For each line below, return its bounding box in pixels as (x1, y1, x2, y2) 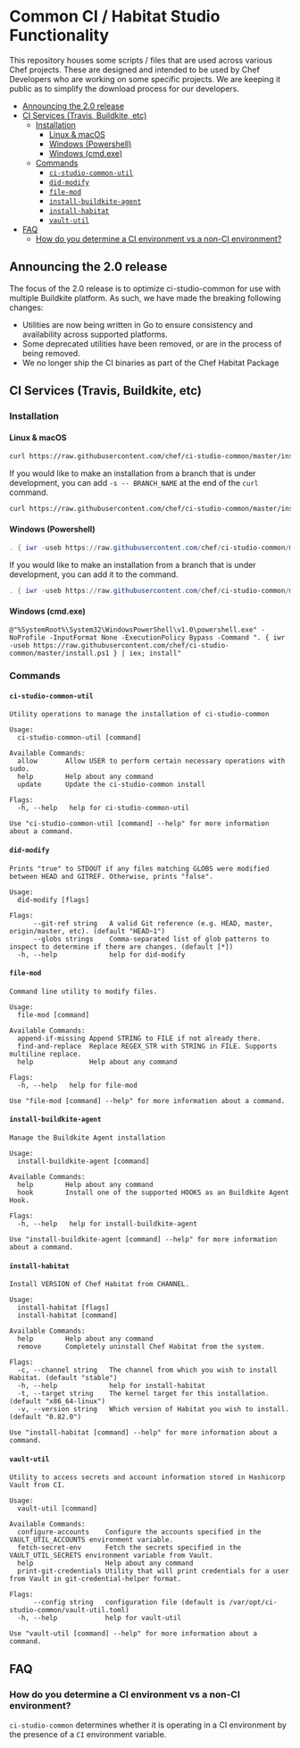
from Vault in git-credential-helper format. (9, 1575, 181, 1584)
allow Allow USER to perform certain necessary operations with (17, 757, 286, 765)
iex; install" (129, 649, 181, 658)
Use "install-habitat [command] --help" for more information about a (9, 1428, 278, 1437)
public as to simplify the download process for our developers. (9, 83, 239, 94)
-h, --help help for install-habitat (17, 1382, 205, 1391)
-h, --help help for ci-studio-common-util (17, 804, 190, 813)
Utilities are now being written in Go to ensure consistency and (21, 319, 254, 330)
